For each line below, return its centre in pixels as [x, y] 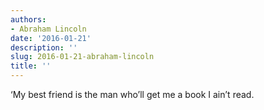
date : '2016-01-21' [51, 38]
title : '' [31, 66]
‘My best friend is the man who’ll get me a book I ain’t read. [132, 94]
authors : [28, 19]
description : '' [44, 47]
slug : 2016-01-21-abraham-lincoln [82, 57]
